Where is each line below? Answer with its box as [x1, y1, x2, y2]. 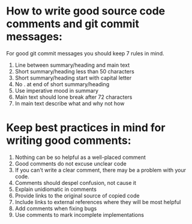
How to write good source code [6, 4, 166, 18]
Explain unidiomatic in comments [14, 185, 97, 193]
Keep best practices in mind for [6, 121, 166, 135]
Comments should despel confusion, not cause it [14, 179, 137, 186]
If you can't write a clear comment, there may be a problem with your [14, 166, 186, 173]
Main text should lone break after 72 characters [14, 93, 133, 101]
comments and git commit [6, 17, 139, 31]
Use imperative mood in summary [14, 87, 99, 94]
